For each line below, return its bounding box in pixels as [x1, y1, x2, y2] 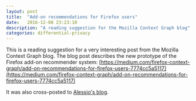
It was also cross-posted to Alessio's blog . [6, 89, 109, 96]
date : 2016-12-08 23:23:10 [6, 19, 77, 25]
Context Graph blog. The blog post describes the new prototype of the [6, 53, 177, 60]
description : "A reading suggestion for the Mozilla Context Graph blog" [6, 25, 191, 31]
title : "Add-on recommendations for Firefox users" [6, 14, 138, 20]
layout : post [6, 8, 38, 15]
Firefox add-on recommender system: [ [6, 59, 102, 66]
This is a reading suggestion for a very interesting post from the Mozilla [6, 46, 179, 53]
